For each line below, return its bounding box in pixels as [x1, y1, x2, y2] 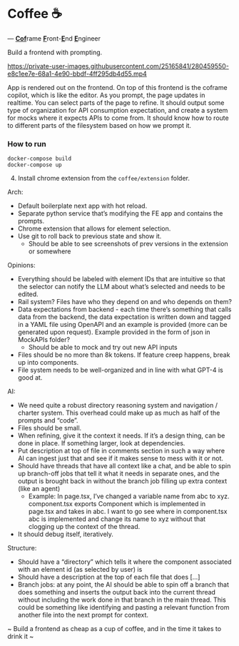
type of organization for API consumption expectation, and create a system [7, 106, 228, 114]
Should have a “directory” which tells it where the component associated [17, 557, 232, 566]
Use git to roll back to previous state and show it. [17, 232, 162, 241]
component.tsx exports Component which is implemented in [28, 500, 206, 508]
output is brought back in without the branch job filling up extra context [17, 477, 228, 485]
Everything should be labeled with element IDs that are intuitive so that [17, 275, 226, 283]
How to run [7, 138, 46, 148]
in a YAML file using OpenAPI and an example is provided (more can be [17, 321, 228, 329]
